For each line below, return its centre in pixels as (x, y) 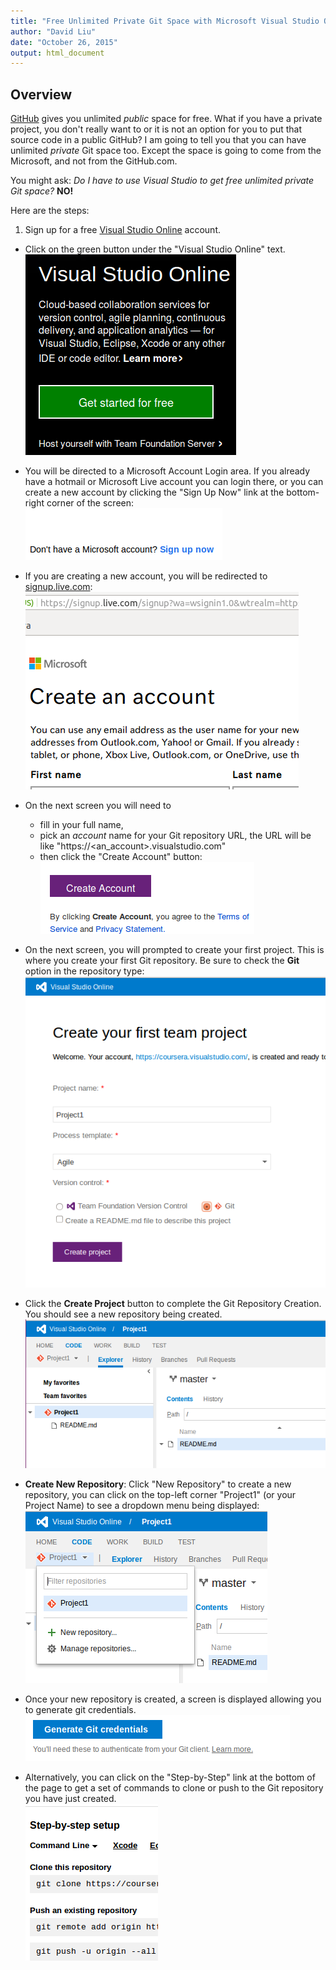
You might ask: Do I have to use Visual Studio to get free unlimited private (162, 181)
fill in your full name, (81, 825)
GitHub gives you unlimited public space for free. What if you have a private (166, 119)
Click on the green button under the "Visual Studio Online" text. (155, 249)
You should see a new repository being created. (123, 1314)
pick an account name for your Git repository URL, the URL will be (175, 836)
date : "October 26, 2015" (64, 42)
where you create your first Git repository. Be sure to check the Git (162, 961)
